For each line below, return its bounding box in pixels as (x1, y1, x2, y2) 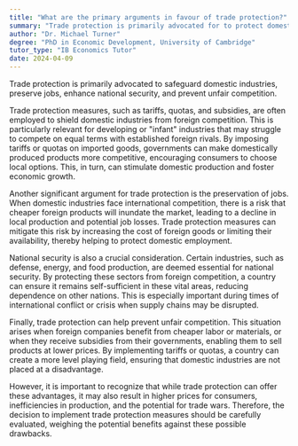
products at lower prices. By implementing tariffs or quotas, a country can (9, 345, 279, 356)
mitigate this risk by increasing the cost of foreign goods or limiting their (9, 226, 272, 236)
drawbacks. (9, 428, 52, 439)
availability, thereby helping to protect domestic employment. (9, 236, 232, 246)
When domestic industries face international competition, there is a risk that (9, 198, 286, 208)
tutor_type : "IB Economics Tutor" (9, 46, 137, 55)
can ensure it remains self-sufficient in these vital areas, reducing (9, 281, 248, 291)
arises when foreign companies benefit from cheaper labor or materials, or (9, 326, 282, 337)
